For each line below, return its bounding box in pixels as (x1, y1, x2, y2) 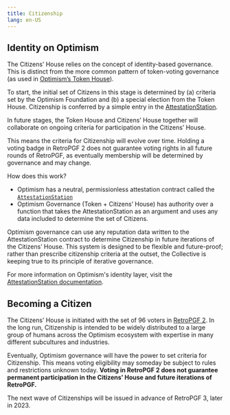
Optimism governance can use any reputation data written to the (7, 228, 190, 236)
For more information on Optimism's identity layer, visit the (7, 270, 173, 279)
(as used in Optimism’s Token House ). (7, 75, 115, 83)
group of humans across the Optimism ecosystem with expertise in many (7, 331, 214, 339)
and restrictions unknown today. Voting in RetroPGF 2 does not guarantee (7, 366, 218, 374)
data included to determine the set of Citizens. (16, 215, 149, 223)
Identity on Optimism (7, 42, 100, 54)
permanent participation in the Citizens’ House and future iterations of (7, 373, 213, 382)
